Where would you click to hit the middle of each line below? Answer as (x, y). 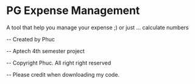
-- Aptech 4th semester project (46, 51)
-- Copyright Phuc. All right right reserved (59, 63)
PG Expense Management (73, 11)
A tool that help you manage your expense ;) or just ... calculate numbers (97, 27)
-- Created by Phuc (30, 39)
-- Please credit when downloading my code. (63, 74)
